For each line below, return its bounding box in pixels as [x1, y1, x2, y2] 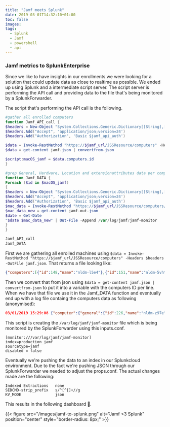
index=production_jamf [5, 339, 53, 344]
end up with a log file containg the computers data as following [5, 295, 137, 301]
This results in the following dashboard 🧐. [5, 401, 92, 407]
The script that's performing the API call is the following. [5, 105, 123, 111]
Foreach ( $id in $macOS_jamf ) [5, 180, 69, 185]
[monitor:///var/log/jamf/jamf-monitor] [5, 335, 92, 340]
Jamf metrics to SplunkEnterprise [5, 62, 90, 69]
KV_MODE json [5, 392, 65, 397]
